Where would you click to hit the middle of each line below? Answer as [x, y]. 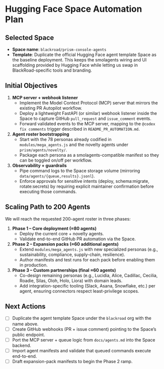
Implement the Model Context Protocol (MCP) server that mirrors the [89, 103]
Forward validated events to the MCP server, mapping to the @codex [87, 123]
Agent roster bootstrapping [41, 134]
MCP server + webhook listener [45, 97]
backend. [22, 345]
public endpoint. [29, 335]
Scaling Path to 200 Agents [48, 207]
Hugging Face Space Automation [74, 9]
